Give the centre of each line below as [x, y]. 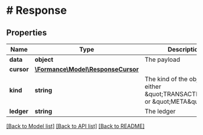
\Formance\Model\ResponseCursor [87, 69]
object [44, 59]
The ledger [160, 111]
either [153, 86]
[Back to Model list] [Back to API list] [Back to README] [76, 126]
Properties [27, 33]
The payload [163, 59]
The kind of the [166, 79]
